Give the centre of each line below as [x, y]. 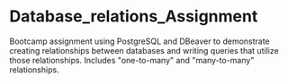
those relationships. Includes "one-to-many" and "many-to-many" [132, 60]
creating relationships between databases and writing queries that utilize [144, 50]
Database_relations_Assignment [134, 17]
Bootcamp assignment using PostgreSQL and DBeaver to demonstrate [139, 41]
